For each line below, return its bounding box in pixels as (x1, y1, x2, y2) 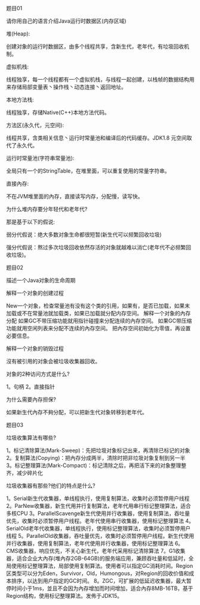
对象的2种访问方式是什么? (6, 371, 70, 377)
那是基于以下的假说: (6, 218, 56, 225)
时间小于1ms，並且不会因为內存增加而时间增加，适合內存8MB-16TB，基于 (11, 585, 193, 592)
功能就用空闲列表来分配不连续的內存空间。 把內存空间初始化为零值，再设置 (6, 325, 191, 332)
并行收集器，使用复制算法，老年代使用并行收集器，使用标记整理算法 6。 (6, 540, 184, 547)
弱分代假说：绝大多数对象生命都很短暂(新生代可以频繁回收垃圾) (6, 231, 162, 238)
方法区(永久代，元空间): (6, 122, 64, 128)
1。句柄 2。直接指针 (6, 383, 56, 390)
